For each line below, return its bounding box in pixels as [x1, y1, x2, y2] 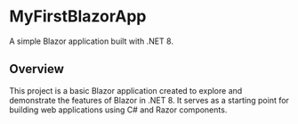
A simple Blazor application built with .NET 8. [9, 36, 173, 46]
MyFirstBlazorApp [9, 6, 147, 27]
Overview [9, 62, 65, 77]
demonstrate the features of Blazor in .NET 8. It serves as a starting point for [9, 95, 289, 105]
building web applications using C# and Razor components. [9, 104, 228, 115]
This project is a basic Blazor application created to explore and [9, 85, 243, 95]
